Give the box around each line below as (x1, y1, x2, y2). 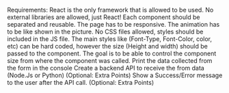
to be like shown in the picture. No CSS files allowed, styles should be (7, 27, 204, 36)
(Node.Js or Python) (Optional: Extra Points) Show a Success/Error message (7, 71, 223, 79)
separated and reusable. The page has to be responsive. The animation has (7, 21, 220, 28)
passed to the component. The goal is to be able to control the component (7, 49, 217, 57)
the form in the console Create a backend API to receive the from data (7, 64, 205, 72)
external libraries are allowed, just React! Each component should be (7, 13, 200, 21)
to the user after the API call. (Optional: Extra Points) (7, 79, 154, 86)
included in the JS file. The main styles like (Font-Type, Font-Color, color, (7, 35, 213, 43)
